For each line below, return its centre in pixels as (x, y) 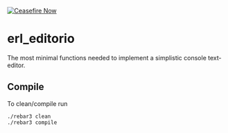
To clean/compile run (37, 103)
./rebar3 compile (32, 122)
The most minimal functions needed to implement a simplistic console (107, 57)
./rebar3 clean (29, 116)
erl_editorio (41, 39)
